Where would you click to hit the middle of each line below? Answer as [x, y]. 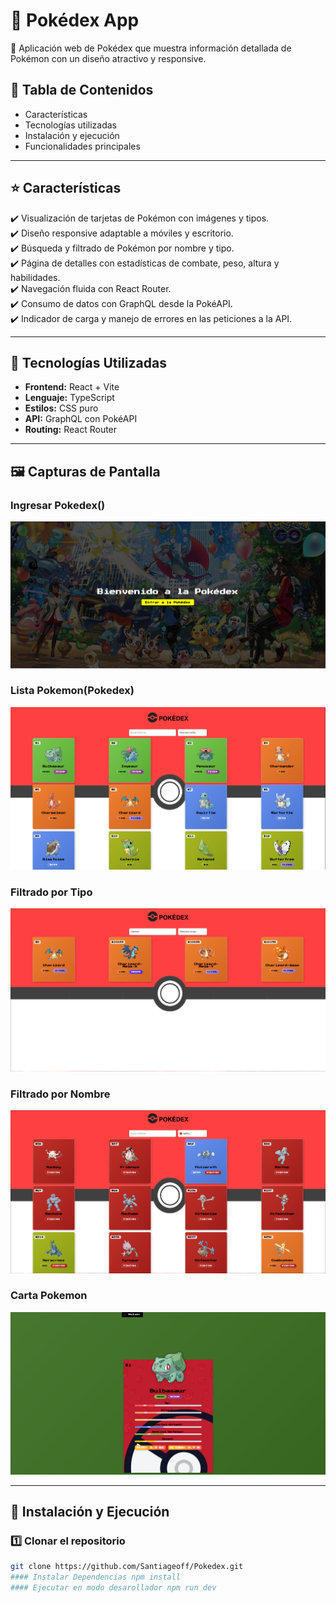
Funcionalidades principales [82, 146]
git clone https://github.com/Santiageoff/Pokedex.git [127, 1567]
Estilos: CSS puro [61, 408]
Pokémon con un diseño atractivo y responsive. [108, 58]
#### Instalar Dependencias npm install [96, 1577]
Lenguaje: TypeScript [69, 398]
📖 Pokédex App [75, 20]
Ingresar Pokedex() [58, 505]
